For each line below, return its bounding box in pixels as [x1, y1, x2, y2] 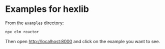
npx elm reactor [5, 29, 39, 34]
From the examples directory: [5, 20, 64, 26]
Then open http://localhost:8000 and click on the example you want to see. [5, 38, 160, 44]
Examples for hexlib [5, 3, 89, 15]
